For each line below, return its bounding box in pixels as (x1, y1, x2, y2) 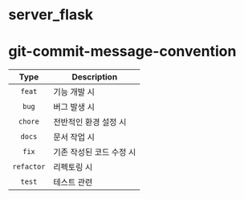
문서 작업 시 (53, 132, 95, 143)
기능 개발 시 (53, 87, 95, 98)
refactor (12, 162, 46, 172)
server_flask (8, 6, 94, 24)
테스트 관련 (53, 177, 93, 188)
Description (71, 71, 118, 83)
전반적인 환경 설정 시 (53, 116, 127, 128)
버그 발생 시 (53, 102, 95, 113)
